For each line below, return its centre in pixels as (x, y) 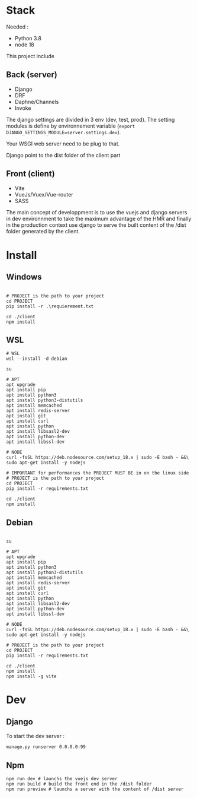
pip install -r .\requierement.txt (50, 306)
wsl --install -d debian (37, 359)
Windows (24, 277)
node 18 (24, 45)
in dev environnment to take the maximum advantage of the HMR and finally (99, 218)
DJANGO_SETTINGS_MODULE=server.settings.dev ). (64, 132)
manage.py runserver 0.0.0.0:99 (46, 747)
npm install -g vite (32, 677)
